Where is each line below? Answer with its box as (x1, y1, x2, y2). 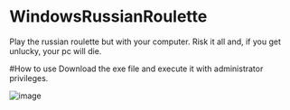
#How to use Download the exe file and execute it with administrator (9, 63, 264, 74)
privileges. (9, 72, 49, 83)
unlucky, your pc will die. (9, 45, 102, 56)
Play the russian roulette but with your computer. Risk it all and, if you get (9, 36, 282, 47)
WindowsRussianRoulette (9, 6, 208, 27)
